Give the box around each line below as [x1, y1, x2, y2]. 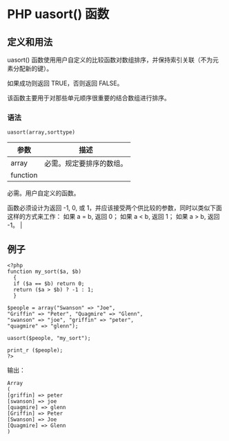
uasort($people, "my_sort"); [7, 335, 91, 342]
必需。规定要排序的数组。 [44, 159, 128, 168]
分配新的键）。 [12, 64, 53, 73]
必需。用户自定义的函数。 [7, 189, 80, 197]
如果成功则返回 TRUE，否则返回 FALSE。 [7, 79, 123, 87]
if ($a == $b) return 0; [13, 280, 85, 287]
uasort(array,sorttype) [7, 129, 76, 136]
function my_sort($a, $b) [7, 268, 81, 276]
